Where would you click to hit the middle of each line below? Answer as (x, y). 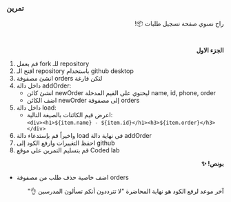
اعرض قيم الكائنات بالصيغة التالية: (70, 115)
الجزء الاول (210, 50)
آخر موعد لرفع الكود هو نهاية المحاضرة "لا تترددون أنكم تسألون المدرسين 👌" (125, 191)
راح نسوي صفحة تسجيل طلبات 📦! (179, 23)
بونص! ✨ (213, 164)
